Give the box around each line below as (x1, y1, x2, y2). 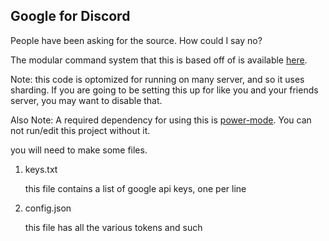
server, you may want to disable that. (10, 94, 163, 106)
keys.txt (24, 163, 58, 175)
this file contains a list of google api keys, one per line (24, 182, 247, 194)
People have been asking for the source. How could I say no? (10, 34, 263, 46)
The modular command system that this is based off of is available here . (10, 54, 308, 66)
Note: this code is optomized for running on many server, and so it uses (10, 73, 305, 85)
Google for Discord (10, 8, 131, 25)
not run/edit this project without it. (10, 124, 151, 136)
